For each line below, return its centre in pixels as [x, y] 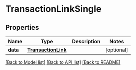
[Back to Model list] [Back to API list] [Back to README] [63, 62]
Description [86, 42]
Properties [22, 28]
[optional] [117, 50]
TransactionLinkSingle [53, 9]
